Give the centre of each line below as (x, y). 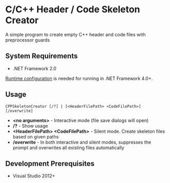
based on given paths (36, 136)
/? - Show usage (30, 126)
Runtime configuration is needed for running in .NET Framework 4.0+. (79, 78)
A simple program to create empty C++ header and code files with (75, 34)
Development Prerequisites (50, 163)
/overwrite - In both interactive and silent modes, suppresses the (82, 142)
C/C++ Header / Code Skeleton (73, 9)
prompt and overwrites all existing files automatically (69, 148)
